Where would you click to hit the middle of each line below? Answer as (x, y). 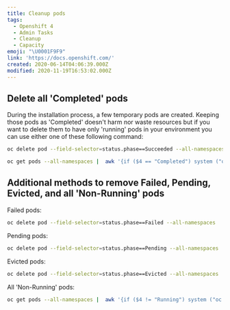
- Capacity (29, 45)
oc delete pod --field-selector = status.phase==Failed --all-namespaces (111, 222)
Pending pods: (28, 235)
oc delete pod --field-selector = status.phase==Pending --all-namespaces (113, 248)
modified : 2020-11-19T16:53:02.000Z (59, 70)
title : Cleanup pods (37, 13)
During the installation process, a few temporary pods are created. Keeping (113, 115)
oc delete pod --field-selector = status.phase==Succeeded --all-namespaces (116, 149)
